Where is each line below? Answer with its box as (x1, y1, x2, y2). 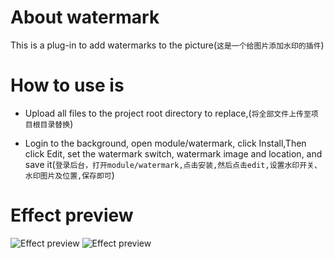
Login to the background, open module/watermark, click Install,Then (24, 137, 307, 149)
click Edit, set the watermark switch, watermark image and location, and (24, 147, 323, 160)
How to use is (10, 74, 125, 97)
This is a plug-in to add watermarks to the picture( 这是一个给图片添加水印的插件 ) (10, 39, 325, 51)
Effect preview (10, 204, 134, 227)
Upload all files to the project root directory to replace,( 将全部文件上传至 (24, 107, 312, 119)
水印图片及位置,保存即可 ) (24, 169, 115, 181)
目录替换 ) (39, 117, 74, 130)
